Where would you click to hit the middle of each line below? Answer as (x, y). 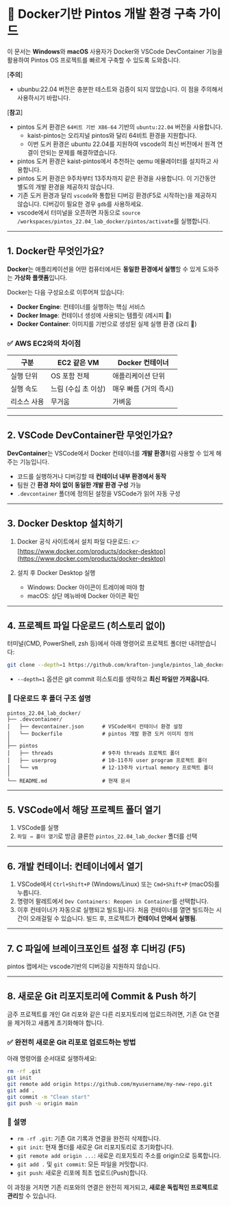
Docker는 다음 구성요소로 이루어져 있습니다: (66, 292)
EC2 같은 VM (78, 362)
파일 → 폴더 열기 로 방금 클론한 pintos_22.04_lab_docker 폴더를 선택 (107, 836)
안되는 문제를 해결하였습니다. (79, 152)
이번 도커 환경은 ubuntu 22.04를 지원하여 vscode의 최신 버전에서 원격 (121, 144)
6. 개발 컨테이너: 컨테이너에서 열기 (75, 866)
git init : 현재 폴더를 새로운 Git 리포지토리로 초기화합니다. (95, 1147)
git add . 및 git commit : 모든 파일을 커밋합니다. (82, 1164)
